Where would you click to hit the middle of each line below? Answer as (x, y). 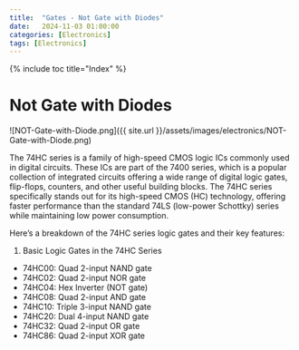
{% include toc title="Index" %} (68, 69)
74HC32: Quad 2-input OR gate (81, 326)
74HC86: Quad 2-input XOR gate (84, 335)
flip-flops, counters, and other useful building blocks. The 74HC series (141, 187)
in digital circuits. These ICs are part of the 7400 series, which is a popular (148, 168)
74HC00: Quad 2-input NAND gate (87, 268)
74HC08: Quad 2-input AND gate (84, 297)
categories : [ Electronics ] (60, 34)
